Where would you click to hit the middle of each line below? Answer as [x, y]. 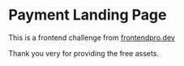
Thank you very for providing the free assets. [84, 53]
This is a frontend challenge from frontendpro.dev [92, 37]
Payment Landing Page [88, 15]
